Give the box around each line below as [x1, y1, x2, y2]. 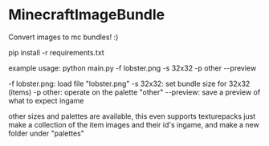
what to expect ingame [8, 95, 84, 105]
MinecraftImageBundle [8, 6, 165, 24]
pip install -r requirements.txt [8, 47, 104, 57]
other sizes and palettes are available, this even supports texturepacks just [8, 111, 256, 121]
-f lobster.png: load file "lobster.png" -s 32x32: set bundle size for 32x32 [8, 79, 251, 88]
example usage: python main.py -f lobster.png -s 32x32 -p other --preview [8, 63, 257, 73]
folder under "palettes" [8, 128, 84, 138]
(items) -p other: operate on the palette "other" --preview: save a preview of [8, 87, 261, 97]
